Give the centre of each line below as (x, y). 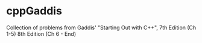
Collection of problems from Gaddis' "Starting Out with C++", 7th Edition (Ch (101, 27)
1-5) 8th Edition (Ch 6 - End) (41, 33)
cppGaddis (34, 11)
